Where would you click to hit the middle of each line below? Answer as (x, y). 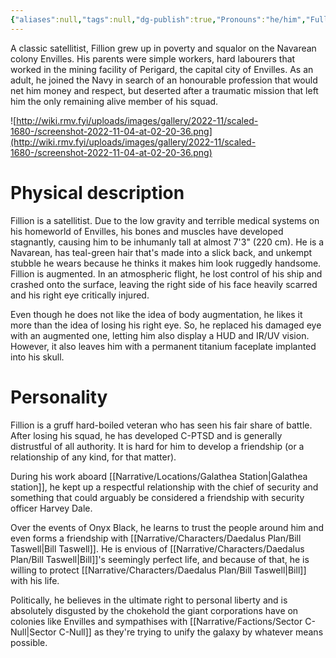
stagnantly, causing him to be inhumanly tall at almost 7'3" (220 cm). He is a (167, 242)
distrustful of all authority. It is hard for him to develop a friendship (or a (157, 446)
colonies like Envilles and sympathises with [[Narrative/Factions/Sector (156, 621)
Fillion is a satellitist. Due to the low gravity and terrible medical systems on (165, 220)
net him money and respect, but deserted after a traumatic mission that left (164, 90)
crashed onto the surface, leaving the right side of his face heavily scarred (164, 284)
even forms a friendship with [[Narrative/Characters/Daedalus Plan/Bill (156, 538)
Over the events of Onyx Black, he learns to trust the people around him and (167, 527)
